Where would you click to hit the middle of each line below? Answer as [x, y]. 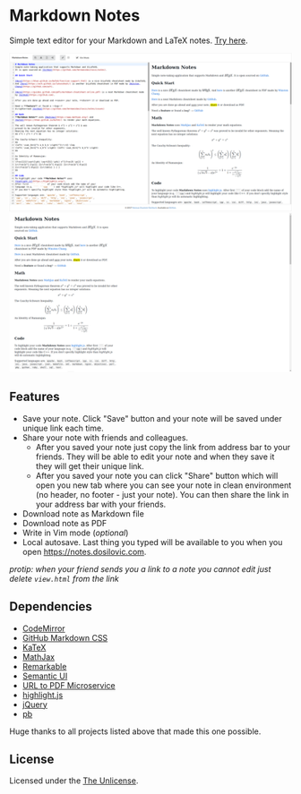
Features [34, 397]
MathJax [39, 657]
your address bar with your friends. [101, 504]
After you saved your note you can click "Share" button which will [157, 475]
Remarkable [44, 666]
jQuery [34, 704]
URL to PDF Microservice [69, 685]
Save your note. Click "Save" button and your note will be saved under [152, 418]
